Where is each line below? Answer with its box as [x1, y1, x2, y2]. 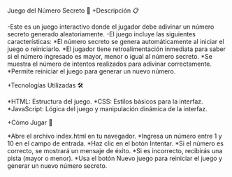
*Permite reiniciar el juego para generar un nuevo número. [7, 67, 176, 76]
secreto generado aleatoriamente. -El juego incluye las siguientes [7, 30, 196, 38]
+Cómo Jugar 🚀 [7, 118, 53, 127]
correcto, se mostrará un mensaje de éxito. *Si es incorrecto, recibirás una [7, 147, 223, 155]
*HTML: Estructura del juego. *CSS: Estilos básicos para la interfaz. [7, 97, 204, 106]
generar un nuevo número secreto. [7, 162, 108, 170]
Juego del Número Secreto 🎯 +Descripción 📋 [7, 6, 140, 15]
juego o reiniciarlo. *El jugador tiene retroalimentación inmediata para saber [7, 45, 226, 53]
